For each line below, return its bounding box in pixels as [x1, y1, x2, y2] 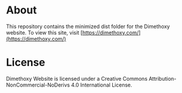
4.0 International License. [71, 81, 133, 88]
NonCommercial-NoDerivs [6, 81, 70, 88]
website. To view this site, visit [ [6, 29, 83, 36]
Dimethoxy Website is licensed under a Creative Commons [6, 75, 148, 82]
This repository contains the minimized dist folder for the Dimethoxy [6, 23, 170, 30]
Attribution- [148, 75, 177, 82]
